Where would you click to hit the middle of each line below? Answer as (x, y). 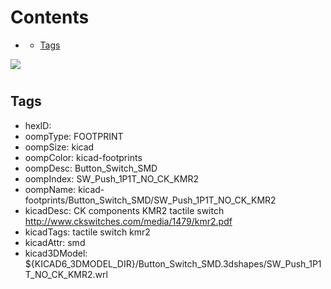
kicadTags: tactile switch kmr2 (87, 232)
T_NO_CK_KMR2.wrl (66, 274)
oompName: (50, 189)
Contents (50, 17)
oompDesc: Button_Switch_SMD (91, 168)
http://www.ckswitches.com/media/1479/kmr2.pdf (128, 221)
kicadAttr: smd (55, 242)
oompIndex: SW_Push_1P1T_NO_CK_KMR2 (111, 178)
